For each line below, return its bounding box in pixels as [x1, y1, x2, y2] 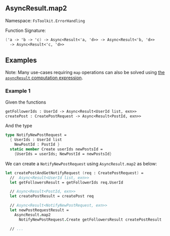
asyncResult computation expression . [5, 75, 83, 81]
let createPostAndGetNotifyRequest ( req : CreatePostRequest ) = [5, 170, 144, 176]
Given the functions [5, 99, 47, 105]
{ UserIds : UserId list [10, 137, 62, 143]
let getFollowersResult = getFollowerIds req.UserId [10, 180, 123, 185]
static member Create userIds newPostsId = [10, 147, 103, 152]
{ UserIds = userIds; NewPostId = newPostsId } [14, 151, 112, 156]
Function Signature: [5, 27, 47, 33]
